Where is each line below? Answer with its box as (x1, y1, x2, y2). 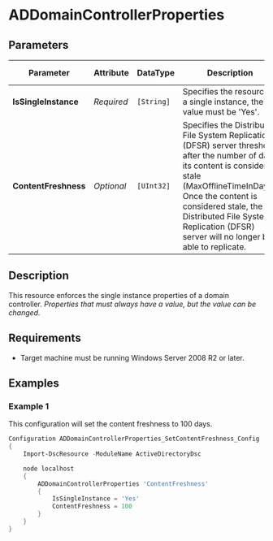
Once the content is (182, 191, 258, 201)
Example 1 (8, 400, 50, 412)
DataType (136, 67, 175, 78)
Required (93, 96, 128, 107)
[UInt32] (136, 181, 171, 190)
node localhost (23, 465, 75, 473)
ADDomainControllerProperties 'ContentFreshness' (37, 479, 209, 488)
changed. (8, 307, 41, 318)
